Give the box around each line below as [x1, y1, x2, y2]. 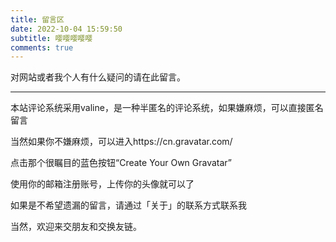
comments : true [10, 42, 74, 53]
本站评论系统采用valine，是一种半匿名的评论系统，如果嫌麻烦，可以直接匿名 [10, 102, 324, 114]
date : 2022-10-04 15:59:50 [10, 24, 123, 34]
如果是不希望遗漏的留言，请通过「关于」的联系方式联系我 [10, 199, 247, 211]
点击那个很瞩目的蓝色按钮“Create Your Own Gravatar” [10, 157, 233, 169]
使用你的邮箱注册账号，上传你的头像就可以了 [10, 178, 195, 190]
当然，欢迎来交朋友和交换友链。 [10, 221, 142, 233]
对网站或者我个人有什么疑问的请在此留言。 [10, 71, 186, 83]
